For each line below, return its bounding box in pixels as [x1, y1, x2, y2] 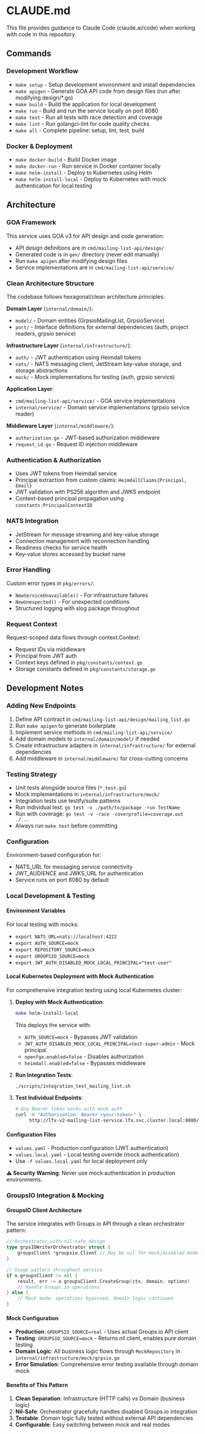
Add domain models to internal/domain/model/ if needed [15, 735, 160, 743]
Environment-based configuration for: [6, 851, 102, 859]
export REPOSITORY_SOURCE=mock [15, 947, 95, 953]
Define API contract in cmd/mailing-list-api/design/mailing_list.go [15, 715, 190, 723]
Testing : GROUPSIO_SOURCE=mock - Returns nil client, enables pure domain [15, 1334, 197, 1342]
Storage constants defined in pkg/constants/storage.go [15, 665, 156, 673]
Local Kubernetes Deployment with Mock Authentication [6, 972, 154, 980]
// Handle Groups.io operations [17, 1284, 100, 1290]
